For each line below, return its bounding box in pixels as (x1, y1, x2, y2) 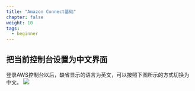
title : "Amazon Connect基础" (6, 8, 76, 15)
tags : (6, 25, 20, 32)
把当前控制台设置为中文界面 (6, 54, 108, 64)
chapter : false (6, 14, 44, 20)
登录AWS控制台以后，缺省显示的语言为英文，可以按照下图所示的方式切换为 (6, 71, 190, 78)
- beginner (11, 31, 39, 37)
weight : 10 (6, 20, 33, 26)
